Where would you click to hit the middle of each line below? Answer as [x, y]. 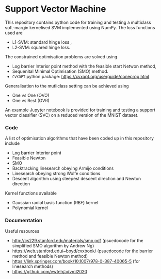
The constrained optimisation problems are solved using [61, 56]
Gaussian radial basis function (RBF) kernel [55, 203]
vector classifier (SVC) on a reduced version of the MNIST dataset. [72, 115]
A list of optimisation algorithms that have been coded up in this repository [80, 138]
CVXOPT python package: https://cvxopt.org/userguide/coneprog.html [80, 76]
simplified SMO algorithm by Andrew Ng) [53, 245]
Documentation [24, 221]
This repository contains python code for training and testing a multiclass [78, 22]
